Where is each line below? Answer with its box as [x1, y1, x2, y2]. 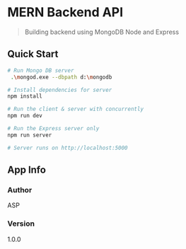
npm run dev [7, 112, 42, 120]
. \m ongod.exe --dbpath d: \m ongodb [10, 74, 112, 81]
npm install [7, 93, 42, 100]
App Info [7, 164, 46, 176]
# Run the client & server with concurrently [7, 105, 144, 113]
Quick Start [7, 48, 59, 60]
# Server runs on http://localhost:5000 [7, 144, 129, 151]
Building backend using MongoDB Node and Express [24, 28, 179, 36]
